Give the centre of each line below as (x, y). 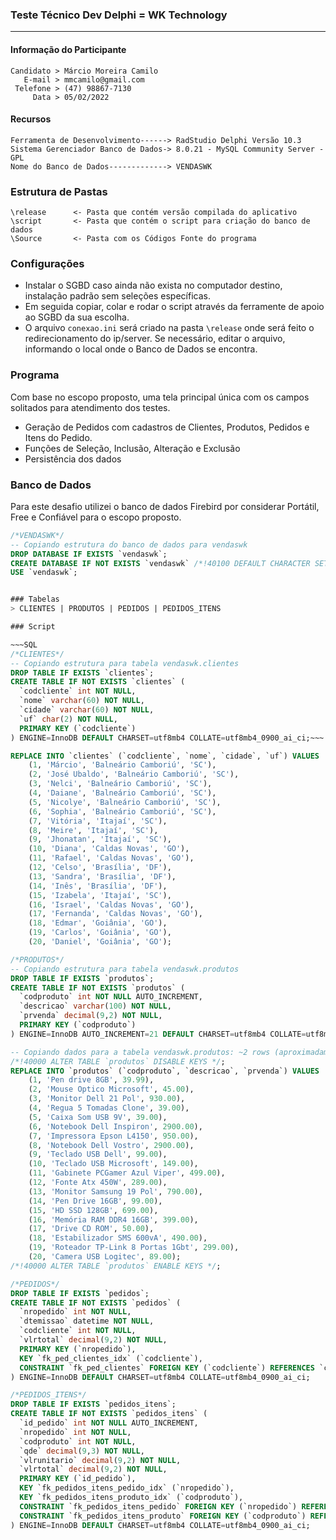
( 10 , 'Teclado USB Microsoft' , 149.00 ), (113, 1164)
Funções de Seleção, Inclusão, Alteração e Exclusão (132, 448)
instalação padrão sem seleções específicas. (117, 296)
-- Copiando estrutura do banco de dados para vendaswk (129, 544)
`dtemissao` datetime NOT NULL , (87, 1321)
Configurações (47, 263)
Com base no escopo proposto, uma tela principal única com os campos (160, 397)
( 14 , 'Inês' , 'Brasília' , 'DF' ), (98, 886)
